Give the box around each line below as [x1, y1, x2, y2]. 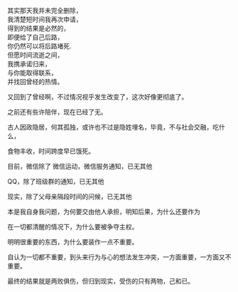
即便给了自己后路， [7, 33, 64, 41]
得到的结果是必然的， [7, 24, 70, 32]
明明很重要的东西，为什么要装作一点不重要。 [7, 238, 139, 246]
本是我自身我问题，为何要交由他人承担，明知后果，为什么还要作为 [7, 207, 200, 216]
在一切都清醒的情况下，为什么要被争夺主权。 [7, 223, 139, 231]
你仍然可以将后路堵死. [7, 42, 72, 50]
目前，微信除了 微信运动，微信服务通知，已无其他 [7, 162, 153, 170]
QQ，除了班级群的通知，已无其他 [7, 177, 104, 185]
